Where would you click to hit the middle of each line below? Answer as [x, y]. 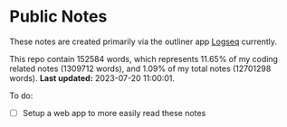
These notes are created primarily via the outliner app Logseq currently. [143, 41]
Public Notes [58, 17]
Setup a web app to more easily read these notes [114, 113]
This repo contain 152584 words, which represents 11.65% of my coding [144, 59]
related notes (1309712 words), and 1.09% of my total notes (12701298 [140, 68]
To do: [21, 95]
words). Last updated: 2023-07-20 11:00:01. [92, 77]
